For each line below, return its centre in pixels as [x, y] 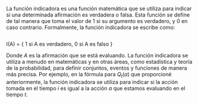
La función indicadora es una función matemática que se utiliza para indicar [99, 9]
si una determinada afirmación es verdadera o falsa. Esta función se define [98, 15]
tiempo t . [17, 95]
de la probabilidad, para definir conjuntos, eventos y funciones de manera [97, 68]
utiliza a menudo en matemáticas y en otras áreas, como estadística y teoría [99, 62]
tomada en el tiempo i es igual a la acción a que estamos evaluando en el [96, 88]
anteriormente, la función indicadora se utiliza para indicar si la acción [92, 82]
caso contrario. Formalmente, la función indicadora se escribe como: [91, 27]
